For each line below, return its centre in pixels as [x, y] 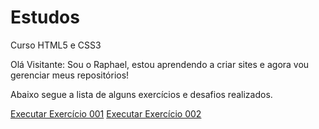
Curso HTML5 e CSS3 [56, 45]
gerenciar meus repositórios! [70, 75]
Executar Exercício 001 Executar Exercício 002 [106, 113]
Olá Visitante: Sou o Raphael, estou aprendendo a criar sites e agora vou [160, 64]
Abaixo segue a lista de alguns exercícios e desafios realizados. [141, 94]
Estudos [45, 17]
